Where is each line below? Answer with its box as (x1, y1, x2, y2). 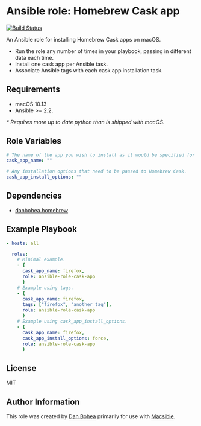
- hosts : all (6, 240, 39, 246)
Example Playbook (6, 224, 77, 235)
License (6, 363, 37, 374)
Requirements (6, 84, 60, 95)
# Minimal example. (17, 256, 66, 263)
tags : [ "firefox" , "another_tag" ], (22, 302, 112, 308)
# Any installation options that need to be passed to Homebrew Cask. (6, 168, 187, 174)
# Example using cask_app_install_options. (17, 319, 128, 325)
